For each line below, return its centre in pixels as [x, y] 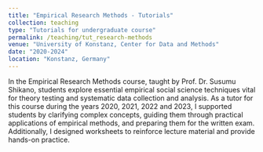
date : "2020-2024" [38, 52]
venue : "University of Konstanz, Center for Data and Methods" [114, 45]
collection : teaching [44, 23]
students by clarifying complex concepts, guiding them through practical [126, 114]
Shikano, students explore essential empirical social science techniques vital [132, 89]
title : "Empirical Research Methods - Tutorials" [91, 15]
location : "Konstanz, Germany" [59, 60]
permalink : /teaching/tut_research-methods [80, 37]
